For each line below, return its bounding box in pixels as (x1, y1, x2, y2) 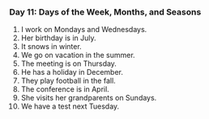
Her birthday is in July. (20, 33, 96, 43)
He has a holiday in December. (20, 68, 124, 77)
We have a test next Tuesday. (20, 101, 120, 111)
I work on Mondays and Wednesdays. (20, 25, 147, 35)
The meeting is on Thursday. (20, 59, 117, 68)
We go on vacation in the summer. (20, 51, 136, 60)
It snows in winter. (20, 42, 82, 51)
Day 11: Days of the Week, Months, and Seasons (9, 6, 202, 18)
